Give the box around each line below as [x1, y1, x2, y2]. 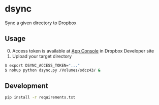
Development [5, 81, 49, 90]
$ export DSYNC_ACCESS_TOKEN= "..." [5, 63, 80, 68]
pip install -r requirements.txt [5, 95, 76, 100]
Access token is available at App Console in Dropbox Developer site [12, 47, 154, 54]
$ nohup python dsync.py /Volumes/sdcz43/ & [5, 68, 101, 73]
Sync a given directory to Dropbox [5, 20, 77, 26]
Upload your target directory [12, 53, 72, 59]
